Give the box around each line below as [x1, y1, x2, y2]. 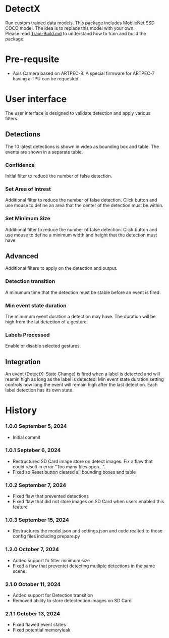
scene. [12, 568, 27, 574]
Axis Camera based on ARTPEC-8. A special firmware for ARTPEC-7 [12, 70, 155, 76]
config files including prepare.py [12, 533, 80, 539]
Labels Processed [5, 331, 50, 338]
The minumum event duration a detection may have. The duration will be [5, 313, 156, 319]
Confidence [5, 161, 35, 168]
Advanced [5, 252, 39, 260]
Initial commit [12, 434, 41, 440]
